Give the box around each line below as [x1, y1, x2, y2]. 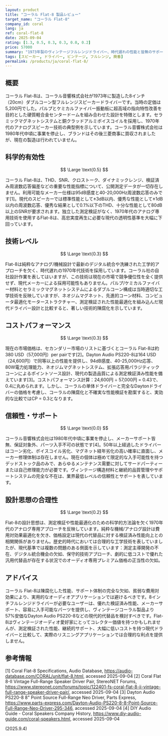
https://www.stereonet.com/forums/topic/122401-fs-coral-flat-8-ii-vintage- [5, 684, 161, 690]
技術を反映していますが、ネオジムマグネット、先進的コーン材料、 [9, 292, 145, 298]
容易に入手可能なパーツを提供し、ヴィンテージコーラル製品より [22, 606, 154, 612]
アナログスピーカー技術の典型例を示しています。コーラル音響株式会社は [14, 124, 163, 131]
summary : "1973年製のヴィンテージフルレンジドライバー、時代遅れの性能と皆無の [5, 49, 152, 54]
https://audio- [104, 668, 133, 674]
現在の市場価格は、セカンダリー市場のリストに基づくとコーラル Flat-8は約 [5, 345, 159, 351]
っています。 [9, 221, 36, 227]
